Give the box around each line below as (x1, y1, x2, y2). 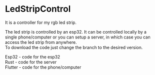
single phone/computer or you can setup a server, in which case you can (5, 34, 151, 40)
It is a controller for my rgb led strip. (5, 19, 77, 25)
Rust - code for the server (5, 59, 57, 65)
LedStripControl (5, 3, 71, 15)
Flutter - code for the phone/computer (5, 64, 81, 70)
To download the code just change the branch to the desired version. (5, 44, 143, 50)
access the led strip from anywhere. (5, 39, 77, 45)
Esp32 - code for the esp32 (5, 54, 61, 59)
